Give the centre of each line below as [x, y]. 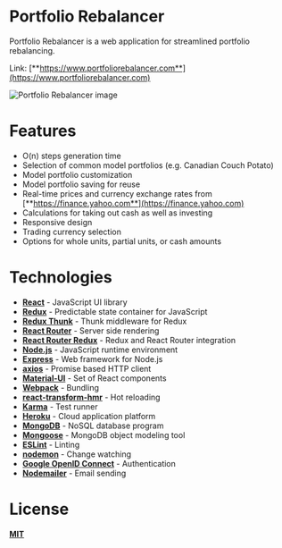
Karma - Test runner [60, 406]
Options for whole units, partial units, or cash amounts [121, 241]
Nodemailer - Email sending [74, 473]
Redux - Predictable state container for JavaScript [115, 311]
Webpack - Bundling [61, 387]
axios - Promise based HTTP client [87, 368]
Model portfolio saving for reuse [81, 184]
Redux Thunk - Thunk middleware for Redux [104, 321]
